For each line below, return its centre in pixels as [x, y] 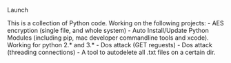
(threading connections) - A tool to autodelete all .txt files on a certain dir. [111, 52]
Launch [18, 10]
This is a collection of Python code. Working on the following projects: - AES [115, 23]
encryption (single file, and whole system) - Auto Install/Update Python [108, 30]
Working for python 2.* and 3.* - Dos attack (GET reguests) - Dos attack [110, 45]
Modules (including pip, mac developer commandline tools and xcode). [108, 38]
